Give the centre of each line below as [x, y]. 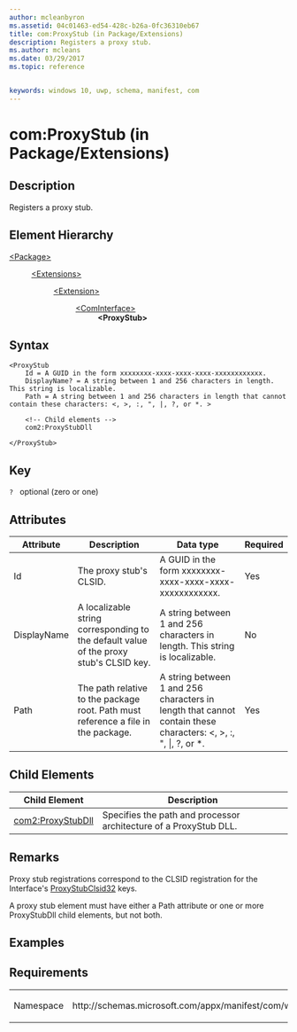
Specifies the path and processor [171, 815]
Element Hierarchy [61, 235]
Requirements [49, 973]
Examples [37, 943]
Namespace [39, 1005]
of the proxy [103, 651]
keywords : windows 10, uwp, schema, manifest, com [104, 90]
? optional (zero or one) [54, 492]
